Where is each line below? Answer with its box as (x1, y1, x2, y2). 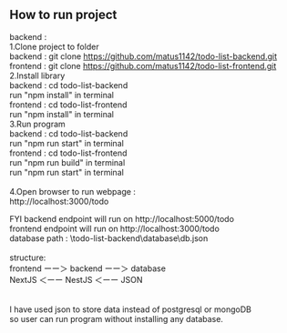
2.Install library (9, 70, 66, 81)
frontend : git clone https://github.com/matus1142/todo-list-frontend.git (9, 60, 277, 71)
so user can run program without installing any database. (9, 313, 223, 324)
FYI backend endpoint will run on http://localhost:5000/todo (9, 213, 235, 224)
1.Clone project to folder (9, 41, 99, 52)
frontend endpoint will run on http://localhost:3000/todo (9, 223, 220, 234)
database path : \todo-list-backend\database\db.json (9, 232, 209, 244)
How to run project (9, 7, 118, 23)
